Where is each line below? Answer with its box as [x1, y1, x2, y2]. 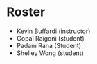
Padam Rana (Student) [16, 41, 81, 50]
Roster [6, 4, 46, 20]
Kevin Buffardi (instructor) [16, 27, 91, 35]
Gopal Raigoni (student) [16, 34, 85, 42]
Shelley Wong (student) [16, 49, 85, 57]
